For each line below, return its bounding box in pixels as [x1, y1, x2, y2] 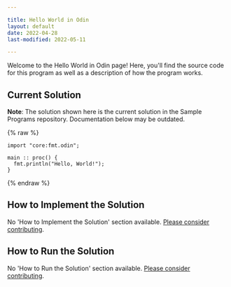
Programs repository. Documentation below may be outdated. [7, 115, 185, 123]
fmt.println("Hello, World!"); [13, 160, 105, 168]
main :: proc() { [7, 155, 58, 162]
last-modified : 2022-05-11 [7, 36, 86, 43]
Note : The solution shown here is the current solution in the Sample [7, 108, 202, 116]
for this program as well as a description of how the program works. [7, 69, 203, 77]
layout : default [7, 22, 55, 30]
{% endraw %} [7, 179, 50, 188]
